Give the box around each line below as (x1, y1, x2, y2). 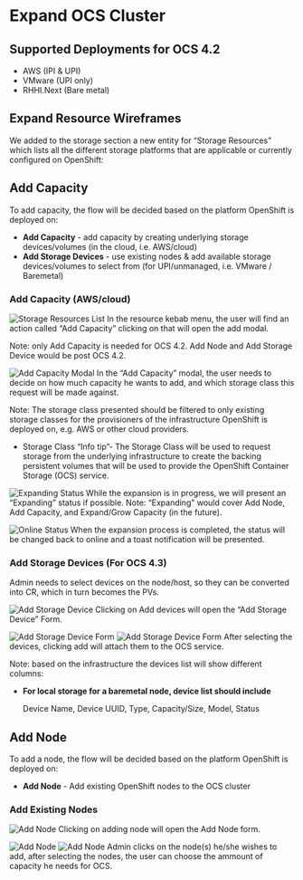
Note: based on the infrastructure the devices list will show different (9, 658, 262, 670)
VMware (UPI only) (22, 75, 93, 86)
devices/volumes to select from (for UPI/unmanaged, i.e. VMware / (22, 260, 272, 272)
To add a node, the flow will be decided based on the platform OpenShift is (9, 753, 289, 765)
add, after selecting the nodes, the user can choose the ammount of (9, 851, 264, 862)
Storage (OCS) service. (22, 470, 109, 481)
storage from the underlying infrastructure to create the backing (22, 450, 262, 462)
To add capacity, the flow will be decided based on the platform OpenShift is (9, 205, 295, 215)
